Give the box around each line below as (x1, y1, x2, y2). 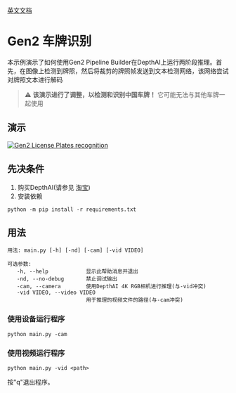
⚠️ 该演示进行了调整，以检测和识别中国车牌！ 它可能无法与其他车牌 (24, 90, 220, 98)
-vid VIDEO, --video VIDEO (16, 289, 96, 297)
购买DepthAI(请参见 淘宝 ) (17, 183, 91, 191)
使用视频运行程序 (7, 348, 65, 358)
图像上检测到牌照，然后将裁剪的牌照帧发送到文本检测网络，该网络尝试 (25, 66, 229, 75)
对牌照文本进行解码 (7, 75, 63, 84)
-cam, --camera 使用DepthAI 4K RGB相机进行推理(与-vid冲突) (16, 283, 206, 290)
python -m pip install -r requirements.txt (7, 206, 137, 213)
